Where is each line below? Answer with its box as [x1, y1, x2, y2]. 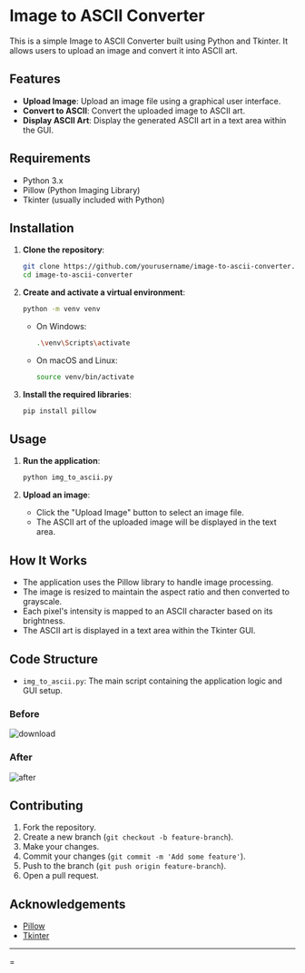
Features [9, 72, 61, 87]
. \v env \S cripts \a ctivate [35, 339, 131, 348]
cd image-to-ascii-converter [22, 270, 133, 280]
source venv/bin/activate [35, 372, 134, 381]
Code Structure [9, 651, 98, 667]
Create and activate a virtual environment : [22, 287, 186, 298]
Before [9, 707, 40, 720]
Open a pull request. [22, 870, 100, 881]
